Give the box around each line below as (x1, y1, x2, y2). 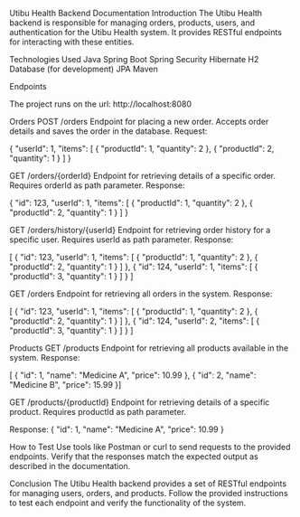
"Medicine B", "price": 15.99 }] (9, 380, 122, 390)
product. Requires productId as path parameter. (9, 407, 187, 417)
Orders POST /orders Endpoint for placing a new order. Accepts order (9, 117, 269, 127)
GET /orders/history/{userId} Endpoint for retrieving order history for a (9, 225, 271, 235)
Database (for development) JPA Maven (9, 63, 158, 74)
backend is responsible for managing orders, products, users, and (9, 17, 256, 28)
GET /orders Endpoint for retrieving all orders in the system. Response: (9, 288, 273, 299)
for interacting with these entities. (9, 36, 135, 47)
